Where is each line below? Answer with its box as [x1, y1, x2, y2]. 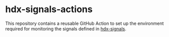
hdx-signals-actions [5, 4, 93, 15]
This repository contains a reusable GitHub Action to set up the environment [5, 20, 164, 26]
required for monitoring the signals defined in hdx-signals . [5, 25, 126, 31]
